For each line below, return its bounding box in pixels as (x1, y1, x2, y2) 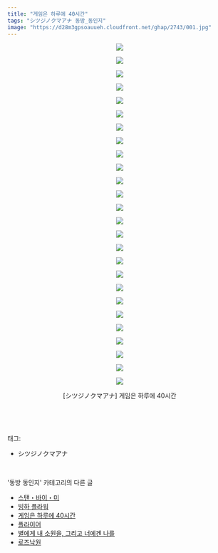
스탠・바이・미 (17, 493, 60, 502)
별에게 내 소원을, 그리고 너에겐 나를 (17, 529, 115, 538)
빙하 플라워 (17, 502, 49, 511)
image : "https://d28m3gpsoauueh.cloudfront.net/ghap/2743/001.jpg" (7, 24, 212, 31)
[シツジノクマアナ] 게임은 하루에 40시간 (63, 391, 177, 400)
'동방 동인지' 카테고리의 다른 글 (7, 478, 93, 487)
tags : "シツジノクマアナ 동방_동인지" (7, 17, 106, 24)
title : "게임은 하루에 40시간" (7, 10, 88, 18)
